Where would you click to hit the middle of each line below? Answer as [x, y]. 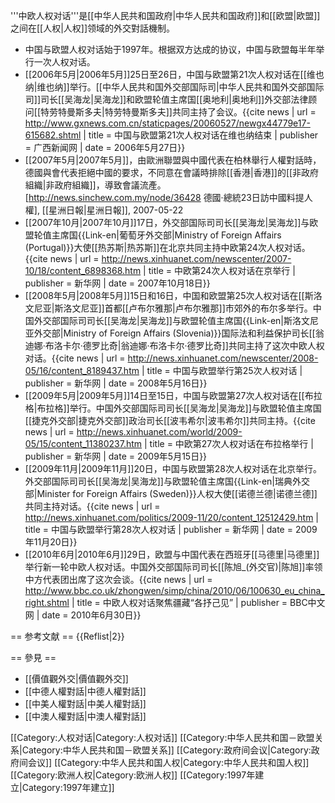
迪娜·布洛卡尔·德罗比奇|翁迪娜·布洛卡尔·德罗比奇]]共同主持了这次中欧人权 [174, 345]
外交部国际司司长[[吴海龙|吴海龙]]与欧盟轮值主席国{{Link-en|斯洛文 [171, 320]
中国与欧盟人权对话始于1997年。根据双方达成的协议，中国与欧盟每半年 [170, 49]
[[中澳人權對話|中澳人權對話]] [85, 716]
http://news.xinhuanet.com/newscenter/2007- [196, 258]
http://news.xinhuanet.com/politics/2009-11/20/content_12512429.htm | [171, 517]
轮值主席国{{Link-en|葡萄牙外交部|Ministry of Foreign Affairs [157, 235]
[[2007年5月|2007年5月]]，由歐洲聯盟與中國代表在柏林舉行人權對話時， [173, 160]
